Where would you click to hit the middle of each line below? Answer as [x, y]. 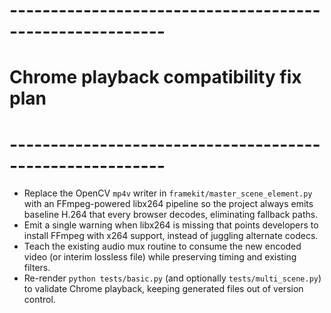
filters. [37, 268]
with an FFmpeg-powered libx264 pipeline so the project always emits [168, 204]
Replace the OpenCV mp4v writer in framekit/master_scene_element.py [168, 193]
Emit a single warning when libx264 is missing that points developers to [171, 225]
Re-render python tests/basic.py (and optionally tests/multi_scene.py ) [172, 278]
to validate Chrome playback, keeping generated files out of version [163, 289]
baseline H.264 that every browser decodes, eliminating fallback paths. [171, 215]
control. [39, 300]
